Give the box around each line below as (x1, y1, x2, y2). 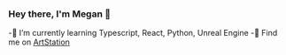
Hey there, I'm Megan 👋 (8, 8, 112, 20)
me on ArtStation (8, 37, 70, 47)
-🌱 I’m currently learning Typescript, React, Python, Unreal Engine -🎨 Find (8, 28, 278, 38)
